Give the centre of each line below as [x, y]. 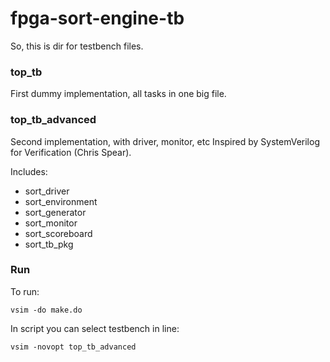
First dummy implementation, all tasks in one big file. [118, 94]
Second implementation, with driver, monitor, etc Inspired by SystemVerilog [165, 141]
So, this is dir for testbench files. [77, 46]
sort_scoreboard [58, 233]
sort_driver [47, 191]
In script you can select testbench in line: [95, 328]
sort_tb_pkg [49, 244]
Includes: [29, 171]
